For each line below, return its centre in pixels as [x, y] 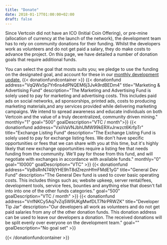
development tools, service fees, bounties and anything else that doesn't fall [83, 186]
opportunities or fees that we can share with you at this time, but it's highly [82, 143]
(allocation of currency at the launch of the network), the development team [83, 38]
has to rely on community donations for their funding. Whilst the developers [83, 44]
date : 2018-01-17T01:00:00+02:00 [40, 14]
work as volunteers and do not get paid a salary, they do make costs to [78, 49]
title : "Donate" [22, 10]
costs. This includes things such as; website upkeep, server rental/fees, [79, 180]
